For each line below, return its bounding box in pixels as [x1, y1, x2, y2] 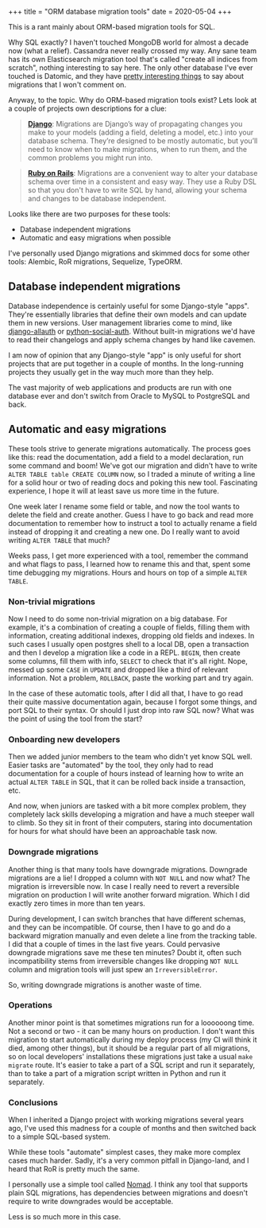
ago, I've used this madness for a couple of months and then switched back [8, 1124, 256, 1133]
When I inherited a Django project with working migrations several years [8, 1115, 245, 1125]
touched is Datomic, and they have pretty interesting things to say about [8, 72, 245, 80]
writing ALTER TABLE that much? [8, 535, 110, 544]
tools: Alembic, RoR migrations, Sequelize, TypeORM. [8, 257, 183, 266]
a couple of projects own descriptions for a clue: [8, 103, 167, 113]
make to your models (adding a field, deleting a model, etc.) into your [27, 127, 254, 137]
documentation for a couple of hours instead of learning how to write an [8, 769, 244, 778]
